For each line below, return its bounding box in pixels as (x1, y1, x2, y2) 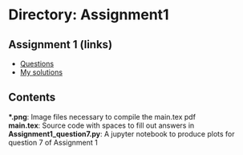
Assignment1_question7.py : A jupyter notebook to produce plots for (8, 128, 235, 138)
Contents (8, 91, 56, 104)
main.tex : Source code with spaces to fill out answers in (8, 120, 195, 130)
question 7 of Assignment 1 (8, 137, 98, 147)
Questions (19, 59, 55, 68)
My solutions (19, 67, 63, 77)
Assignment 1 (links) (8, 38, 113, 51)
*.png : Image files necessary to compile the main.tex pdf (8, 112, 196, 121)
